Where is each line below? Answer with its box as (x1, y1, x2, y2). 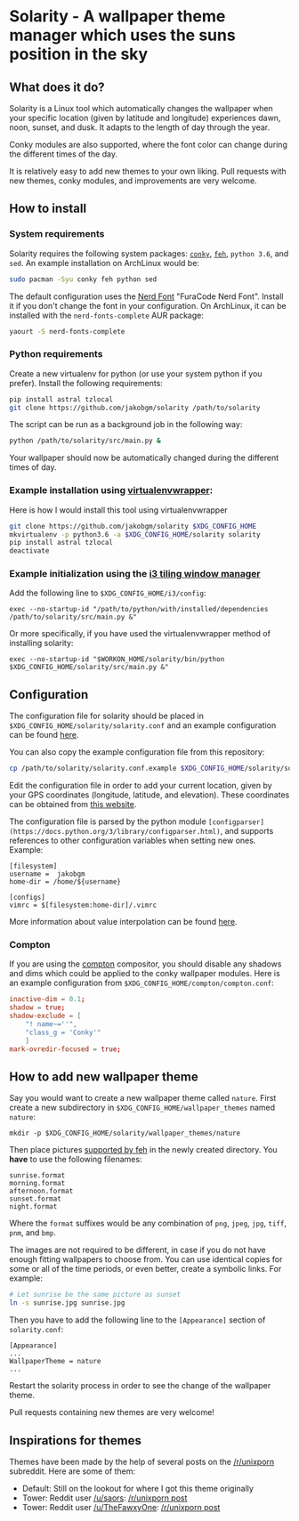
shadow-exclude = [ (9, 1012, 82, 1021)
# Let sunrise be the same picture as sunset (9, 1290, 181, 1299)
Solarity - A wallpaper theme (9, 6, 226, 27)
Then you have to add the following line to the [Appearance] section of (9, 1315, 266, 1325)
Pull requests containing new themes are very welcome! (9, 1407, 215, 1418)
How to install (9, 201, 87, 216)
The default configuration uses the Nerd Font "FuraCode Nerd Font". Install (9, 291, 284, 302)
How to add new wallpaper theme (9, 1069, 198, 1084)
